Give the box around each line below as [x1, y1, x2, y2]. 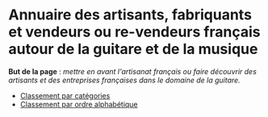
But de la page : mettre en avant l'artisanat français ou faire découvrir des [8, 66, 257, 76]
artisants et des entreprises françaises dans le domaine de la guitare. [8, 75, 241, 85]
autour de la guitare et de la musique [8, 40, 258, 58]
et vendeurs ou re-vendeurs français [8, 23, 261, 41]
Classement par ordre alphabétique [19, 99, 139, 109]
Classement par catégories [19, 90, 111, 100]
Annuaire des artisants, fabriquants [8, 6, 253, 24]
